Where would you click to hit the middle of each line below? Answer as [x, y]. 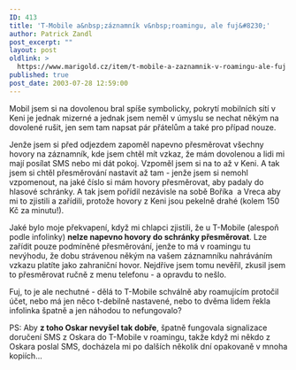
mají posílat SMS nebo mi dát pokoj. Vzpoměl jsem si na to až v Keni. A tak [144, 163]
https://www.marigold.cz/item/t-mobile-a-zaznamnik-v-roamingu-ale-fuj [152, 67]
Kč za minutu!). [37, 210]
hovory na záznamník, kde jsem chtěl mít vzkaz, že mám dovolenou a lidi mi [147, 154]
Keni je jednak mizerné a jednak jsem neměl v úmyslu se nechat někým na [144, 118]
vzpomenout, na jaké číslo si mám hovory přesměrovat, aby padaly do [137, 181]
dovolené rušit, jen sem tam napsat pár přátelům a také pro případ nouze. [143, 127]
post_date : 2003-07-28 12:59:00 [68, 83]
